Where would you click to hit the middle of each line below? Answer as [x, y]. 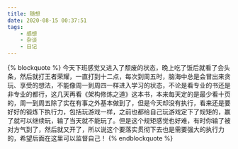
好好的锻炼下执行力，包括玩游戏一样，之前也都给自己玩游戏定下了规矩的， [116, 112]
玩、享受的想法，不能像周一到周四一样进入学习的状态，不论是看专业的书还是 [119, 85]
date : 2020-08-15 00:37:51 [47, 20]
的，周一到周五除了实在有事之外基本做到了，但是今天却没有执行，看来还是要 [119, 103]
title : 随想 [24, 14]
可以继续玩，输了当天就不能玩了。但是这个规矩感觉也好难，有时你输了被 [125, 120]
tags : [15, 27]
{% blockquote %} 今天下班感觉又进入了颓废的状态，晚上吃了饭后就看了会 [116, 67]
